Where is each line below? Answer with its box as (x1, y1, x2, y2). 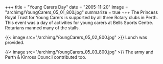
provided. (5, 40, 24, 45)
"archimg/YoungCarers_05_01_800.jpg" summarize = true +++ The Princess (5, 9, 158, 15)
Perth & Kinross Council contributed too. (5, 54, 87, 60)
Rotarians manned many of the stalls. (5, 25, 80, 31)
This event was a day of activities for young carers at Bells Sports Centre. (5, 20, 153, 25)
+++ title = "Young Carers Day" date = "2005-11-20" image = (5, 4, 128, 10)
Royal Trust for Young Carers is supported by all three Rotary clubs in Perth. (5, 15, 158, 20)
